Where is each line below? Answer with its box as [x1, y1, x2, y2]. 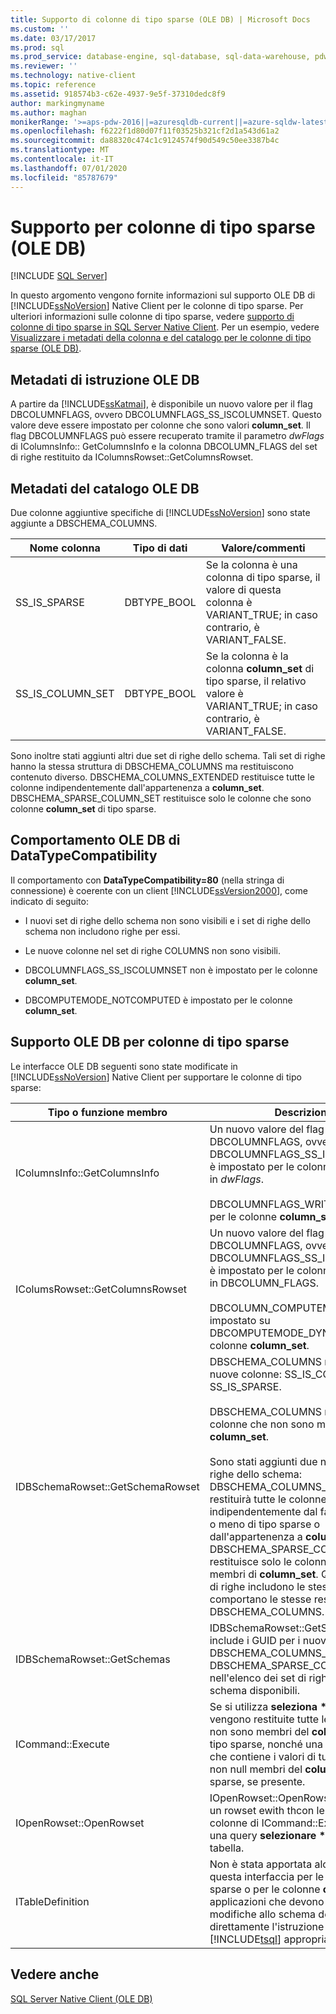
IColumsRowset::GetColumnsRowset [15, 1282, 187, 1296]
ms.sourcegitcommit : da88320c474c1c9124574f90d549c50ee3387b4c [10, 136, 280, 146]
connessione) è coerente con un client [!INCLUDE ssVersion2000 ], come [10, 884, 308, 896]
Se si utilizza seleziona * [209, 1699, 327, 1713]
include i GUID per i [209, 1633, 301, 1647]
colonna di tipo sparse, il [205, 571, 321, 585]
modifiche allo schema [209, 1907, 317, 1921]
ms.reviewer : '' [10, 61, 78, 71]
